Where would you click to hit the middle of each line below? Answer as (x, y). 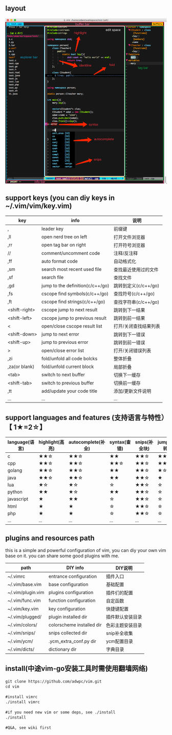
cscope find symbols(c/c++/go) (75, 293)
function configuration (72, 600)
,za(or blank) (21, 366)
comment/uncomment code (71, 253)
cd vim (12, 686)
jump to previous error (65, 342)
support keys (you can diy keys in (60, 198)
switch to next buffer (63, 375)
